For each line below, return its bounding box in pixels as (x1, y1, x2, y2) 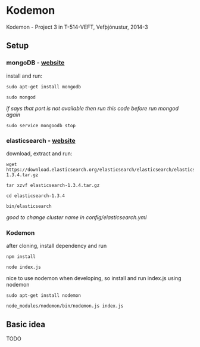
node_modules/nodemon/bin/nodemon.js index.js (6, 303, 124, 309)
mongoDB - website (6, 59, 65, 67)
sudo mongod (6, 94, 36, 100)
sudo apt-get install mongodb (6, 84, 82, 90)
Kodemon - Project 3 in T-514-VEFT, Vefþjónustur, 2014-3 (6, 23, 148, 30)
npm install (6, 254, 36, 260)
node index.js (6, 264, 42, 271)
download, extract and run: (6, 150, 73, 157)
